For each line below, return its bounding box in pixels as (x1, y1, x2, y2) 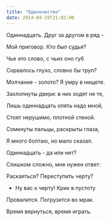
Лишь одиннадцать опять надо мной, (6, 101, 103, 109)
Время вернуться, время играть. (6, 208, 92, 215)
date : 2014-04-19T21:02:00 (6, 15, 75, 21)
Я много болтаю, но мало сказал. (6, 137, 93, 144)
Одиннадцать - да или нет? (6, 149, 77, 156)
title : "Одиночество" (6, 8, 61, 15)
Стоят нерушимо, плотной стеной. (6, 114, 96, 121)
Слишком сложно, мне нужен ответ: (6, 160, 101, 168)
